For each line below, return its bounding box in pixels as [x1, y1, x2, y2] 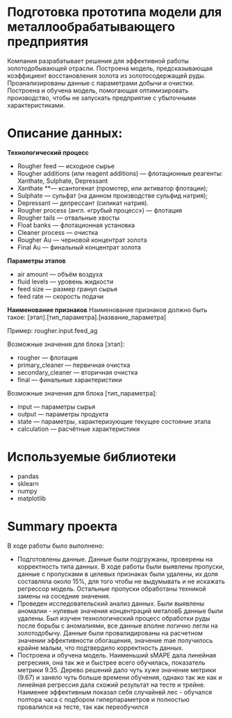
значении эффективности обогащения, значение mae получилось [17, 636, 213, 644]
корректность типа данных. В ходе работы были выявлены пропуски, [17, 562, 224, 571]
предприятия [7, 34, 89, 49]
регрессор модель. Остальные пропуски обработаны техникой [17, 585, 206, 593]
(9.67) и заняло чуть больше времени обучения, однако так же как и [17, 673, 222, 681]
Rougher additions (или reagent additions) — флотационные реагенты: [17, 169, 224, 177]
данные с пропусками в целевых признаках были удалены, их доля [17, 569, 219, 578]
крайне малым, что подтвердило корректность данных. [17, 644, 184, 652]
